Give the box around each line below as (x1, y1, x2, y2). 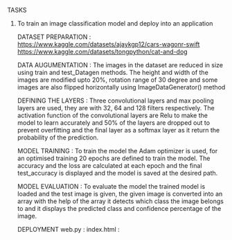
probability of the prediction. (17, 133, 99, 142)
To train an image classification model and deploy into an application (17, 19, 213, 27)
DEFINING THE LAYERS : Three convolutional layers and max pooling (17, 96, 215, 105)
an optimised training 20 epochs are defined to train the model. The (17, 154, 211, 162)
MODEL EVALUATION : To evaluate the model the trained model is (17, 182, 206, 190)
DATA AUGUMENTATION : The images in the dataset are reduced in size (17, 61, 224, 69)
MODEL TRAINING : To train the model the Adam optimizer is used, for (17, 147, 218, 155)
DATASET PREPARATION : (17, 33, 91, 41)
